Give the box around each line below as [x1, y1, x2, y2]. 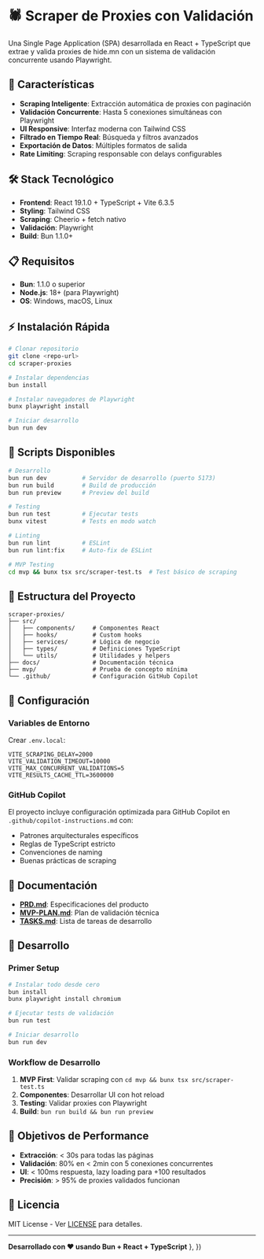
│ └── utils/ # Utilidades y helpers [8, 652, 170, 660]
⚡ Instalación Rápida [8, 320, 110, 334]
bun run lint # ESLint [8, 539, 111, 547]
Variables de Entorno [8, 718, 90, 729]
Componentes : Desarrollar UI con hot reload [19, 1090, 165, 1099]
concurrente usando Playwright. [8, 55, 112, 65]
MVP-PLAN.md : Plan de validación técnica [19, 907, 159, 917]
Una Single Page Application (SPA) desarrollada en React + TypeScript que [8, 38, 251, 48]
